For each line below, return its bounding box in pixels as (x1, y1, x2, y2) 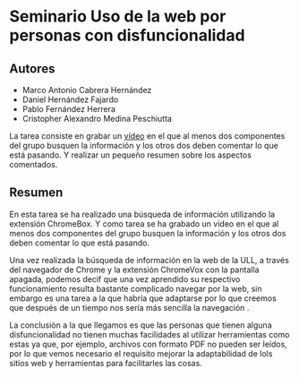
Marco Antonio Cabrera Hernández (21, 85, 152, 95)
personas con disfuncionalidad (9, 25, 245, 46)
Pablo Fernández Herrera (21, 104, 116, 114)
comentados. (9, 159, 58, 169)
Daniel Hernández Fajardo (21, 94, 119, 105)
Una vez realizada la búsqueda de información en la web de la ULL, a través (9, 254, 289, 265)
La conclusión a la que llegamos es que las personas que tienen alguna (9, 320, 272, 330)
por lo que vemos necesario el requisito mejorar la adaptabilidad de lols (9, 347, 273, 359)
